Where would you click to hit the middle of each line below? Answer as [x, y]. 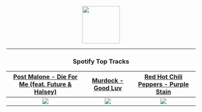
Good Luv [108, 88]
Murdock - [108, 81]
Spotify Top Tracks [101, 61]
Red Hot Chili [163, 77]
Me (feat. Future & [45, 84]
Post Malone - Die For [45, 77]
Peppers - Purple [164, 84]
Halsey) [45, 92]
